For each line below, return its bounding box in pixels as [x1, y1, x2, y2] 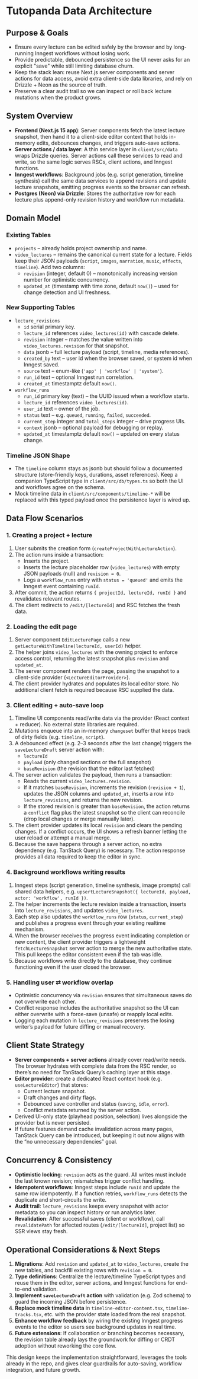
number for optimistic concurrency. [23, 276, 110, 283]
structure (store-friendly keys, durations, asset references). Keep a [14, 471, 178, 478]
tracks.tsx [14, 1312, 42, 1318]
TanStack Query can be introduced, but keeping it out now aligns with [14, 1131, 185, 1139]
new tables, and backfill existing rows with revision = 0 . [14, 1267, 153, 1274]
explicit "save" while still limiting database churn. [14, 62, 134, 69]
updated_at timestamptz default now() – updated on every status [23, 430, 180, 437]
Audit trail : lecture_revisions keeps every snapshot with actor [14, 1202, 168, 1209]
